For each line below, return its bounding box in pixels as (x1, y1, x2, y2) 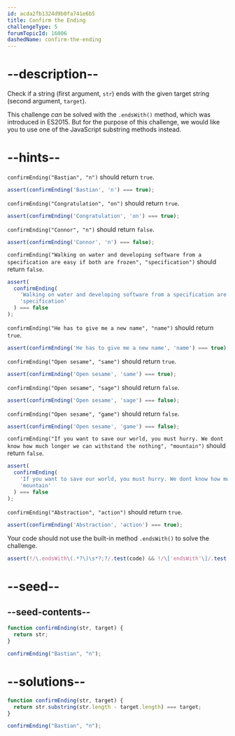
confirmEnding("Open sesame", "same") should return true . (7, 357, 177, 366)
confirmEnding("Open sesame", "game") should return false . (7, 410, 180, 418)
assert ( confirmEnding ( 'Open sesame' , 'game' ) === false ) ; (7, 423, 180, 430)
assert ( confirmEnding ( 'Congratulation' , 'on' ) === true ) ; (7, 212, 180, 219)
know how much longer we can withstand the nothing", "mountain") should (7, 442, 226, 450)
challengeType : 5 (7, 23, 58, 30)
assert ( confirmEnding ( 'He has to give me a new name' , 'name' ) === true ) (7, 344, 227, 352)
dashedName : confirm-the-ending (7, 36, 101, 43)
